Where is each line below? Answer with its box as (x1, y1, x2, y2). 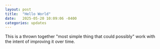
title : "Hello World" (5, 12, 51, 16)
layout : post (5, 7, 32, 12)
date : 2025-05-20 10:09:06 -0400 (5, 16, 77, 21)
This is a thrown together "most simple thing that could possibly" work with (5, 34, 156, 39)
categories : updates (5, 20, 47, 25)
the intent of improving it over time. (5, 39, 75, 45)
